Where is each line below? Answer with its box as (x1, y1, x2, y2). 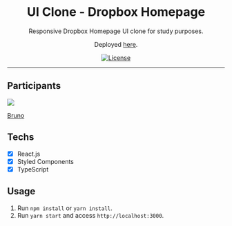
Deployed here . (94, 40, 138, 48)
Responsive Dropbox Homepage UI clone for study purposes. (28, 27, 204, 35)
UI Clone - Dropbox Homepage (26, 4, 206, 20)
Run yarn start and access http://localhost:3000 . (17, 211, 164, 219)
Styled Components (17, 157, 75, 165)
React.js (17, 150, 41, 158)
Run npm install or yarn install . (17, 204, 113, 212)
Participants (7, 80, 61, 92)
